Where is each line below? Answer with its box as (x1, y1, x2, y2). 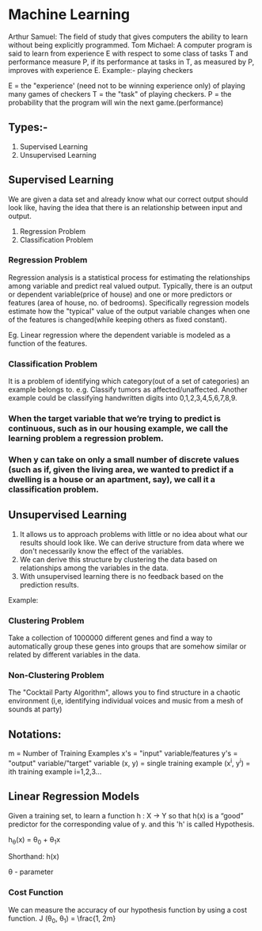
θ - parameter (8, 867, 54, 877)
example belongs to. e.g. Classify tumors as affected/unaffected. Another (8, 385, 248, 394)
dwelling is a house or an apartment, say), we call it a (8, 474, 216, 485)
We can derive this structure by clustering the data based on (19, 554, 218, 564)
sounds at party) (8, 704, 63, 715)
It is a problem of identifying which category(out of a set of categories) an (8, 377, 249, 386)
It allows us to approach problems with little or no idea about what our (19, 529, 248, 538)
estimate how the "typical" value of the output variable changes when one (8, 306, 251, 316)
